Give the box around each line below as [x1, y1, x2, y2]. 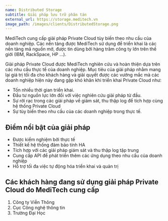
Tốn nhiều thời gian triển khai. [12, 87, 75, 93]
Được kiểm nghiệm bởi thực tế [12, 137, 76, 143]
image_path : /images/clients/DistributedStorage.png [5, 21, 119, 27]
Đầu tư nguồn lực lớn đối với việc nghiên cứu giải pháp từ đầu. [12, 92, 142, 98]
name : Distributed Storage [5, 7, 62, 13]
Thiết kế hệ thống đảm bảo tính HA [12, 142, 86, 148]
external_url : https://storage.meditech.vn [5, 17, 98, 22]
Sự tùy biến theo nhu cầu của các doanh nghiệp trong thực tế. [12, 108, 142, 115]
